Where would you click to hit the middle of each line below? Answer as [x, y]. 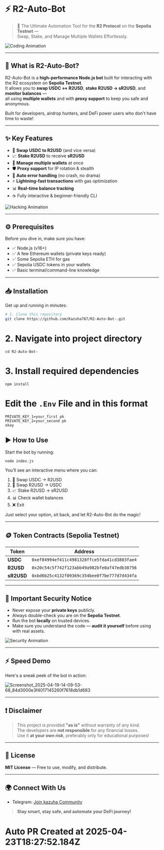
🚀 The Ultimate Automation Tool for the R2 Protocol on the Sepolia [84, 26]
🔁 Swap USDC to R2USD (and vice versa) [54, 150]
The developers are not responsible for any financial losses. [78, 730]
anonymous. [18, 103]
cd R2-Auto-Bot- [21, 351]
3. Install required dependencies [72, 371]
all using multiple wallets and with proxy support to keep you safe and [77, 99]
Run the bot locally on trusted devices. [51, 621]
